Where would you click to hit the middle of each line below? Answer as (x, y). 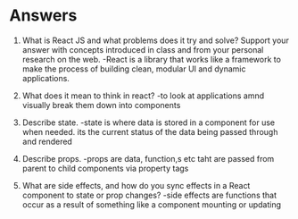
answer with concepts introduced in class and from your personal (143, 49)
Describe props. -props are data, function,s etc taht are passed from (148, 158)
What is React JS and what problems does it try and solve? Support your (156, 40)
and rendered (47, 141)
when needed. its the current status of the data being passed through (150, 131)
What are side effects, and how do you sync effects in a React (136, 185)
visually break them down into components (101, 105)
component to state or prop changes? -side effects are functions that (149, 195)
